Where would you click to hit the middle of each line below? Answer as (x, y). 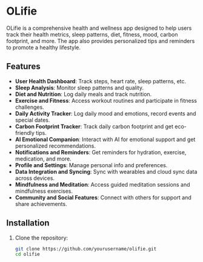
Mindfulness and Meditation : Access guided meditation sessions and (102, 184)
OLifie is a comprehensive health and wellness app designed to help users (99, 28)
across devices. (35, 178)
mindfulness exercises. (44, 191)
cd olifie (28, 254)
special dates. (32, 120)
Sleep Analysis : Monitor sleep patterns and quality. (79, 88)
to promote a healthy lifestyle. (43, 47)
